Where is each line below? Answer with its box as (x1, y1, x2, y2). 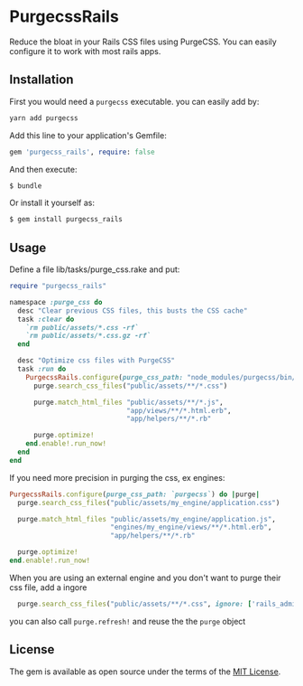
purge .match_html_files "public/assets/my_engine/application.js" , (17, 514, 277, 523)
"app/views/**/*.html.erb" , (125, 406, 232, 415)
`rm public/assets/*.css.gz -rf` (25, 332, 151, 341)
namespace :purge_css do (9, 297, 103, 306)
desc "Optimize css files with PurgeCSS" (17, 356, 176, 365)
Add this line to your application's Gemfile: (9, 129, 167, 141)
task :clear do (17, 315, 75, 324)
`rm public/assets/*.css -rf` (25, 323, 140, 332)
